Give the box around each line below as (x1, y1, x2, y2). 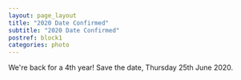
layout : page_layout (8, 11, 78, 20)
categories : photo (8, 41, 70, 49)
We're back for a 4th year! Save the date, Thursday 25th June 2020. (8, 63, 234, 72)
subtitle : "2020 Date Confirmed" (8, 26, 120, 34)
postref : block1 (8, 33, 62, 42)
